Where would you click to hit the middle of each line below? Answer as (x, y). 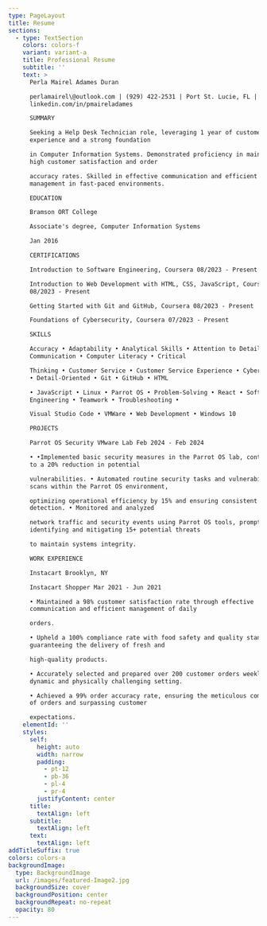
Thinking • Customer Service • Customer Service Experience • (134, 371)
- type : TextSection (49, 38)
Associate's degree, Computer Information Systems (115, 227)
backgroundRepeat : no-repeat (64, 903)
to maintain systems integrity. (83, 544)
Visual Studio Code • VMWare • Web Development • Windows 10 (133, 414)
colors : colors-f (51, 45)
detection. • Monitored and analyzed (92, 508)
